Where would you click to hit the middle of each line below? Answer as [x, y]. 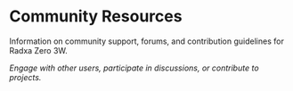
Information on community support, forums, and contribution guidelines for [147, 41]
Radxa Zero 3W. [39, 50]
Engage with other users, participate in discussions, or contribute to [134, 68]
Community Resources [96, 17]
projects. [25, 77]
